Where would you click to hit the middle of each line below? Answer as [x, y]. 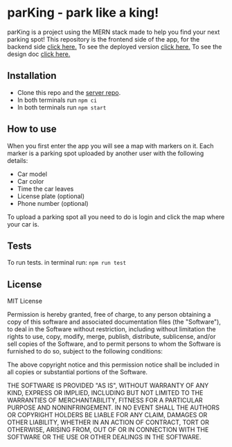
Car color [30, 181]
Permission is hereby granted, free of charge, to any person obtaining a [109, 315]
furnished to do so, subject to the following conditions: [85, 351]
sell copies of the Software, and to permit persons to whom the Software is [114, 344]
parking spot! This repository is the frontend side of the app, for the [104, 39]
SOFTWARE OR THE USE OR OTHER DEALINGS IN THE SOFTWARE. [104, 437]
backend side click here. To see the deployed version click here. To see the [115, 46]
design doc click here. [39, 54]
